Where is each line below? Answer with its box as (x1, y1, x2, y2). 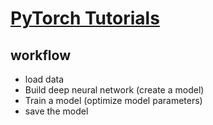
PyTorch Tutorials (10, 7, 160, 30)
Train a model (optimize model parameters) (24, 95, 203, 106)
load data (24, 73, 65, 85)
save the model (24, 105, 89, 117)
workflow (10, 47, 71, 64)
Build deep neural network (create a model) (24, 84, 205, 96)
